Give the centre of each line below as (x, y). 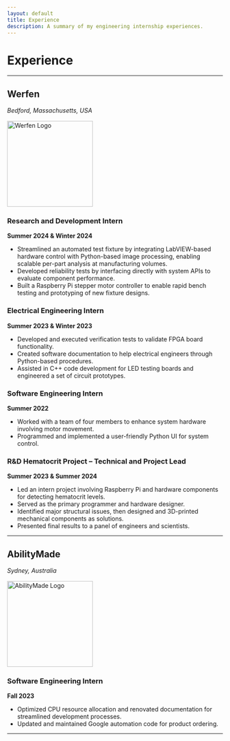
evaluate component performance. (66, 278)
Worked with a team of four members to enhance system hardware (112, 422)
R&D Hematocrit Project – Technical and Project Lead (97, 461)
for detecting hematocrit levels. (61, 497)
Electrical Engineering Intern (55, 311)
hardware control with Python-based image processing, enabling (108, 256)
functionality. (35, 346)
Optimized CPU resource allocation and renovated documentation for (114, 709)
